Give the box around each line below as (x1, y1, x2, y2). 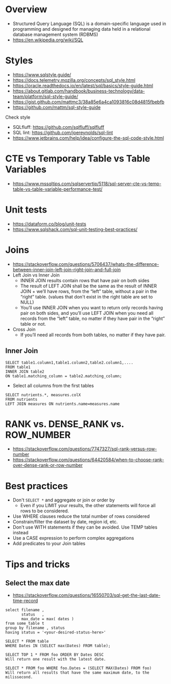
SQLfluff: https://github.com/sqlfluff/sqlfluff (12, 124, 105, 130)
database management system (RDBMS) (12, 31, 99, 37)
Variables (5, 164, 47, 175)
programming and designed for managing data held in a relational (12, 26, 151, 32)
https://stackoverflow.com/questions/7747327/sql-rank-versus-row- (12, 446, 157, 452)
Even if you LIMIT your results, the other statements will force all (20, 503, 156, 509)
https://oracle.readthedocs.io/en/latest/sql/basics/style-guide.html (12, 82, 153, 88)
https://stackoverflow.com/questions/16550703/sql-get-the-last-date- (12, 592, 161, 599)
